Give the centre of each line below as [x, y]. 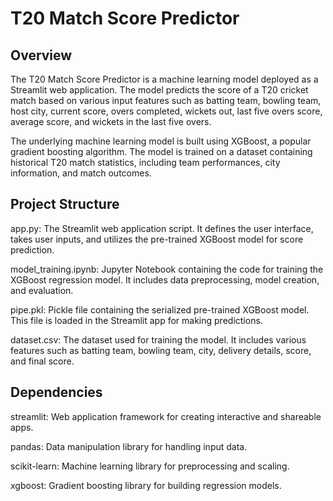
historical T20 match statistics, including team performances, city [145, 162]
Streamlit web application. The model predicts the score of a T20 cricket [159, 90]
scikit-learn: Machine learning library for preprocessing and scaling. [150, 466]
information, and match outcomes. [81, 173]
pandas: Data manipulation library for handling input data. [129, 446]
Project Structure [65, 204]
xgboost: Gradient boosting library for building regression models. [146, 485]
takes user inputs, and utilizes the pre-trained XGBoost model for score [157, 239]
